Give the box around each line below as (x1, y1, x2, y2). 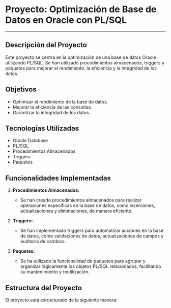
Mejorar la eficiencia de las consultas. (12, 104, 93, 110)
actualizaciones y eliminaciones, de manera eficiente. (20, 208, 133, 214)
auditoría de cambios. (20, 238, 66, 245)
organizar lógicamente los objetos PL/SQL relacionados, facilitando (20, 263, 161, 269)
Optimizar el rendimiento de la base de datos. (12, 98, 108, 105)
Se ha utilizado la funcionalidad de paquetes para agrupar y (20, 258, 146, 264)
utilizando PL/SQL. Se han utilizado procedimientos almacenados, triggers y (5, 59, 164, 65)
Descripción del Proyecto (5, 41, 88, 49)
